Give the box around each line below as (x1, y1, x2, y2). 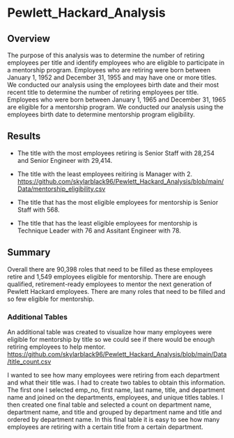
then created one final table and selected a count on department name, (7, 400, 212, 409)
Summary (7, 247, 51, 258)
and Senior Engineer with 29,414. (17, 156, 113, 164)
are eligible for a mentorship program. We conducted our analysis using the (7, 103, 224, 111)
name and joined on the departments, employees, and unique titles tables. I (7, 393, 224, 401)
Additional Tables (7, 312, 68, 322)
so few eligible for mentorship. (7, 295, 95, 303)
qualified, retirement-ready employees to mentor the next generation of (7, 280, 212, 288)
